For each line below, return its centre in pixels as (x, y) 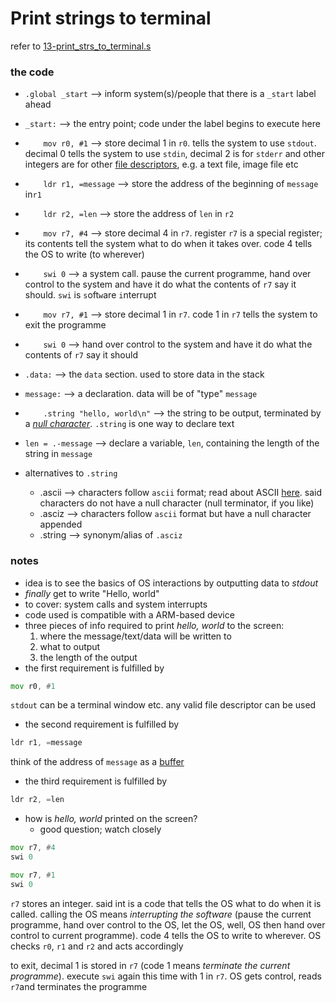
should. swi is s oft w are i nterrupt (90, 295)
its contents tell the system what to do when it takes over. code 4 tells (168, 244)
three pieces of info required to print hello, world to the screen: (154, 625)
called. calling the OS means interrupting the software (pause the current (161, 914)
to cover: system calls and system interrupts (116, 604)
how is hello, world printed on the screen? (111, 819)
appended (61, 524)
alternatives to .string (71, 473)
